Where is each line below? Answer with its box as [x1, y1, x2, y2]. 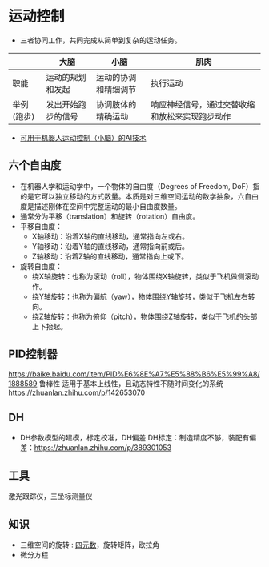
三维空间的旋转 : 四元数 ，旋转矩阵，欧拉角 [19, 540, 160, 549]
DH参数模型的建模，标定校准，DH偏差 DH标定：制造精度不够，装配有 [19, 433, 250, 443]
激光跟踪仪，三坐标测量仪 [8, 492, 93, 501]
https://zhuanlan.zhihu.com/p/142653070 [8, 388, 146, 397]
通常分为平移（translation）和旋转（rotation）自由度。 [19, 211, 200, 221]
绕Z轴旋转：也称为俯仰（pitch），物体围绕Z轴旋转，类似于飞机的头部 [31, 312, 258, 321]
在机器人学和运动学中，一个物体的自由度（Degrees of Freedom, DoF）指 [19, 181, 260, 191]
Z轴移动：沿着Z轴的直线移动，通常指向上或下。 [31, 251, 189, 261]
